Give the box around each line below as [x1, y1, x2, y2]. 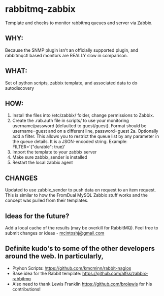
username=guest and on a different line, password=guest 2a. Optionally [12, 128, 159, 134]
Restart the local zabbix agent [12, 159, 73, 166]
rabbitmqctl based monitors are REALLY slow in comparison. [5, 52, 128, 58]
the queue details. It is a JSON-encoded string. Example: [12, 139, 128, 145]
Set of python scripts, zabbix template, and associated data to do [5, 80, 138, 86]
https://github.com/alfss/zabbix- [82, 270, 148, 276]
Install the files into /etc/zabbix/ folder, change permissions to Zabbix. [12, 112, 154, 118]
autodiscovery [5, 85, 34, 91]
